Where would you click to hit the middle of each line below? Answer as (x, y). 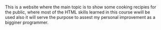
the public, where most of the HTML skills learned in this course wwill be (78, 12)
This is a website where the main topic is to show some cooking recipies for (81, 7)
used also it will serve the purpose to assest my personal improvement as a (80, 17)
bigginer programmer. (27, 22)
